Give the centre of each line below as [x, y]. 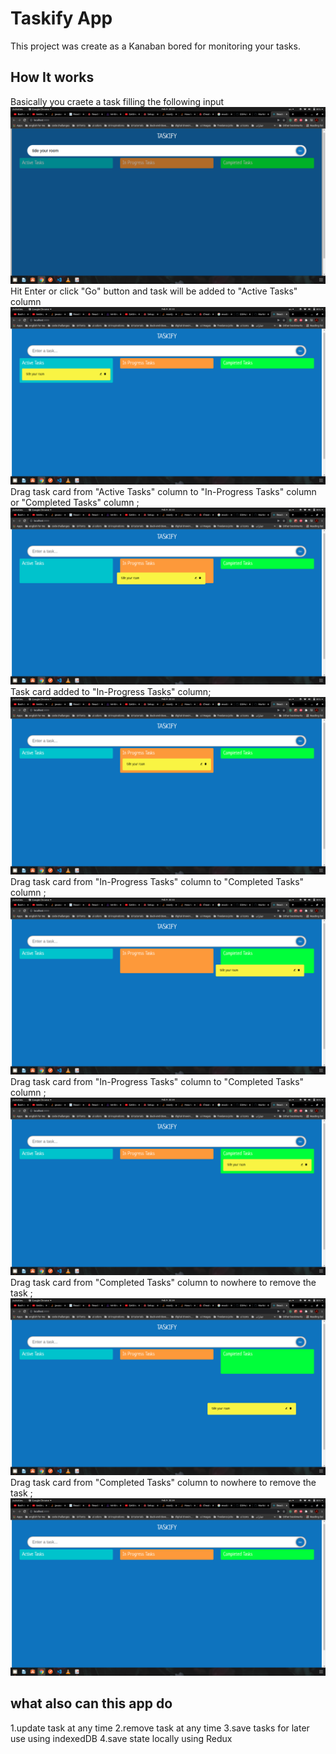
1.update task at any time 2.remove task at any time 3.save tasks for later [160, 1728]
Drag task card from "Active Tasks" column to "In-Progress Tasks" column [163, 491]
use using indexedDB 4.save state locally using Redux [121, 1738]
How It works [52, 77]
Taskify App [61, 18]
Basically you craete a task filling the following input [117, 101]
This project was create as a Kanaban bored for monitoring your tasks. [155, 46]
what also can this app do [91, 1703]
